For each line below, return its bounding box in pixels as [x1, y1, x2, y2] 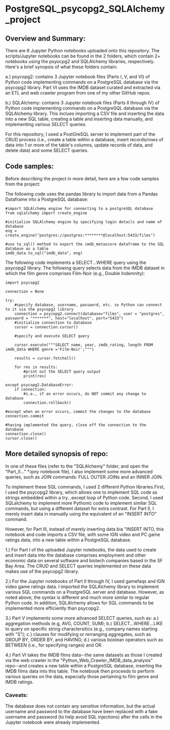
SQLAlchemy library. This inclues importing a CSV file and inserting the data [5, 110, 164, 116]
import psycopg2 [5, 280, 40, 285]
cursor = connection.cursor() [14, 324, 79, 329]
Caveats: [5, 691, 28, 698]
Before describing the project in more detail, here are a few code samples [5, 175, 159, 181]
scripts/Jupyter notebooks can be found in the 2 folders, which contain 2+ [5, 53, 161, 59]
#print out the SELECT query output [23, 369, 101, 374]
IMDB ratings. [5, 679, 34, 685]
